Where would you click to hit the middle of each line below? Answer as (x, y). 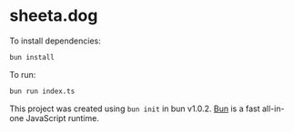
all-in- (273, 108)
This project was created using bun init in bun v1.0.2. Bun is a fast (135, 108)
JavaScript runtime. (63, 118)
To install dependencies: (56, 41)
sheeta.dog (54, 16)
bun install (32, 57)
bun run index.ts (42, 91)
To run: (23, 74)
